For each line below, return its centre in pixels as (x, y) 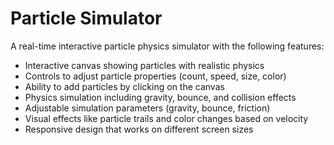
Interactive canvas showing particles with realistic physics (144, 65)
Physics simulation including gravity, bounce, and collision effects (160, 97)
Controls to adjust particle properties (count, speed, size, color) (155, 76)
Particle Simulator (86, 18)
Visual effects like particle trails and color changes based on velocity (166, 118)
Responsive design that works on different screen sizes (139, 129)
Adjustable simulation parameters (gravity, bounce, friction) (147, 108)
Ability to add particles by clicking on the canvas (124, 86)
